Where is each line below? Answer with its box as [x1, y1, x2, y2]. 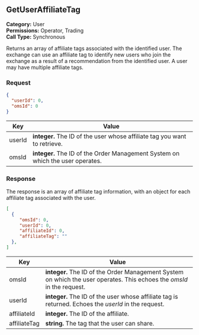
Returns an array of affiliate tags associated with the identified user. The [6, 45, 182, 52]
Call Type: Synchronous [6, 33, 66, 40]
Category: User [6, 20, 45, 27]
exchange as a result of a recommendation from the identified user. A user [6, 57, 188, 64]
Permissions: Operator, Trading [6, 27, 84, 34]
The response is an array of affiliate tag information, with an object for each [6, 187, 191, 195]
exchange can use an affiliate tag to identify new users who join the [6, 51, 171, 58]
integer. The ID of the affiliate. [45, 309, 129, 318]
